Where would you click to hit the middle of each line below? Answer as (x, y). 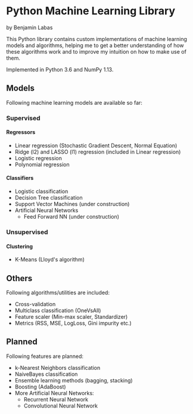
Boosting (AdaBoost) (41, 387)
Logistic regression (38, 158)
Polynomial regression (42, 164)
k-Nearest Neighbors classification (57, 368)
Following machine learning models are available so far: (74, 102)
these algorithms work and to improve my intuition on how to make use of (96, 51)
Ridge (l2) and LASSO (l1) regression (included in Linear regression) (98, 152)
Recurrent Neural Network (56, 399)
